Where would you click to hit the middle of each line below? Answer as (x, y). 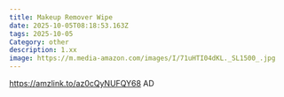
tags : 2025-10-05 (41, 34)
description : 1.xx (43, 50)
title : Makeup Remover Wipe (61, 17)
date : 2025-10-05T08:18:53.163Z (69, 26)
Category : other (39, 42)
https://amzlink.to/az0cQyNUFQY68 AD (82, 83)
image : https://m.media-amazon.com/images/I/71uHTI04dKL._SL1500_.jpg (142, 58)
